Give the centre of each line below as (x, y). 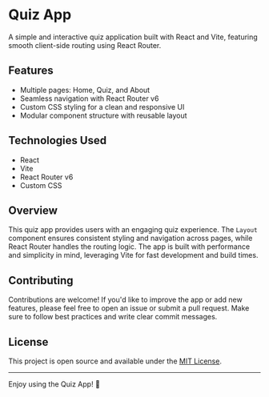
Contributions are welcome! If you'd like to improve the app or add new (125, 300)
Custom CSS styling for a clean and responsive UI (102, 106)
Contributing (41, 281)
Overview (33, 210)
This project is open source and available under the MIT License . (115, 361)
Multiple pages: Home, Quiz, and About (85, 90)
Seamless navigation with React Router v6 (89, 98)
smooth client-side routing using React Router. (85, 45)
